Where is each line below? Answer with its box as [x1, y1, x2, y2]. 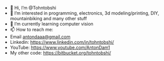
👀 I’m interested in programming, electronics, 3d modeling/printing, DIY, [10, 10, 159, 16]
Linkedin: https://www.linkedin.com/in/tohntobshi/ [10, 39, 115, 45]
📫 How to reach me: [10, 27, 53, 32]
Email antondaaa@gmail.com [10, 34, 71, 40]
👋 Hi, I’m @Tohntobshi [10, 5, 57, 11]
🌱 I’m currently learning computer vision [10, 21, 93, 27]
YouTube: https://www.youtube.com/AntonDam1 [10, 44, 110, 50]
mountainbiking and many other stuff [10, 16, 87, 21]
